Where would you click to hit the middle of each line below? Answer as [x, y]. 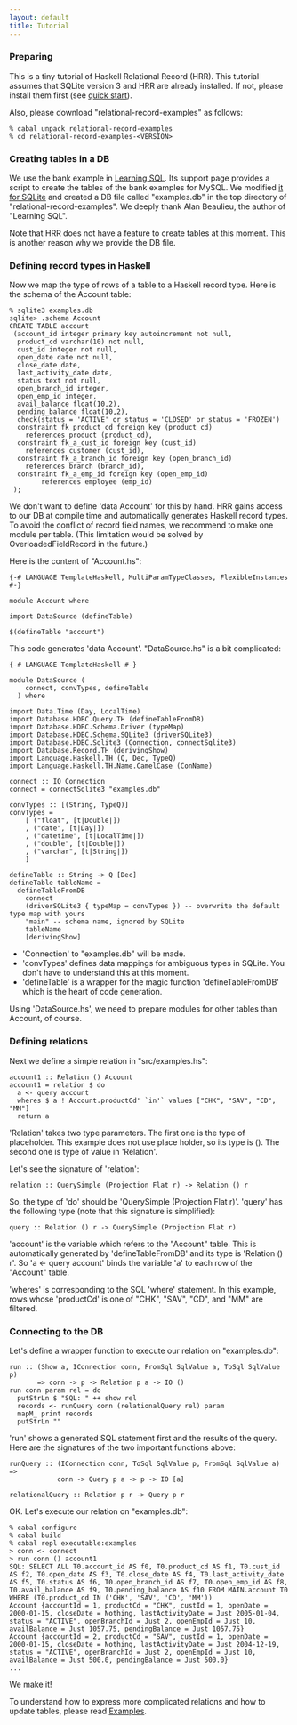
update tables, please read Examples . [78, 1711]
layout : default [39, 17]
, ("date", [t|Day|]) [65, 828]
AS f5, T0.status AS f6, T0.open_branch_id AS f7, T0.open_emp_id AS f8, [149, 1582]
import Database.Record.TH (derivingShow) [89, 751]
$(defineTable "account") [57, 633]
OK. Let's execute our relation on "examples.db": [99, 1511]
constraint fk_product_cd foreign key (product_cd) [115, 428]
